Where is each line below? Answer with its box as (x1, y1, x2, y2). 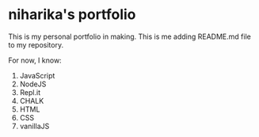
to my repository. (8, 40, 64, 49)
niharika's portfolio (8, 6, 136, 24)
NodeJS (19, 79, 47, 89)
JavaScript (19, 70, 55, 80)
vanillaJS (19, 121, 50, 131)
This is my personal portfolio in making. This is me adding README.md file (8, 32, 251, 41)
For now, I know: (8, 55, 62, 65)
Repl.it (19, 87, 41, 97)
